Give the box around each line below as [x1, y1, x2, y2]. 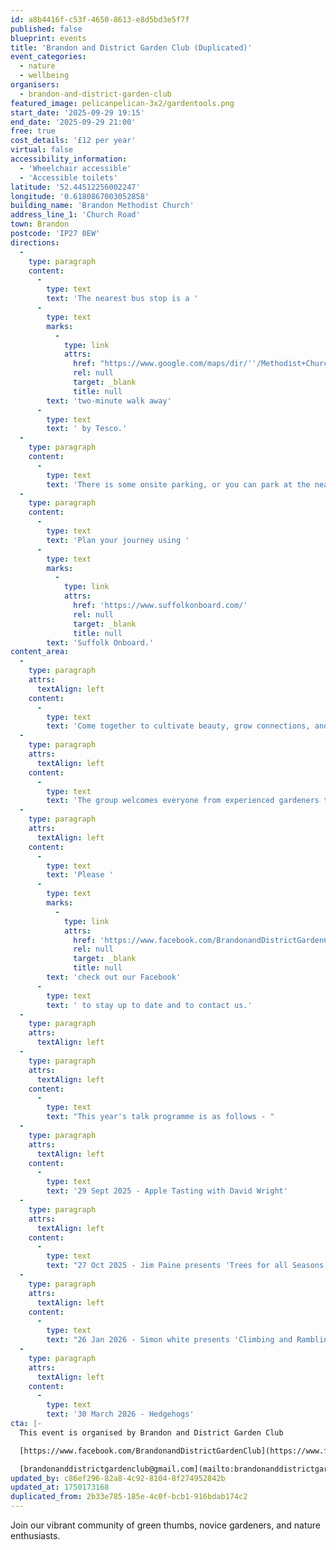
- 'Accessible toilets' [19, 172, 118, 183]
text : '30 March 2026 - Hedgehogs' [46, 1409, 195, 1420]
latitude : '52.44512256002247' [10, 182, 141, 192]
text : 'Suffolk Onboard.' [46, 637, 155, 648]
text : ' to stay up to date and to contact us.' [46, 1000, 253, 1010]
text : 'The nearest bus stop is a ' [46, 294, 199, 304]
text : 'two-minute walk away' [46, 396, 172, 406]
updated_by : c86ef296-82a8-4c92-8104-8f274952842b [10, 1473, 226, 1483]
